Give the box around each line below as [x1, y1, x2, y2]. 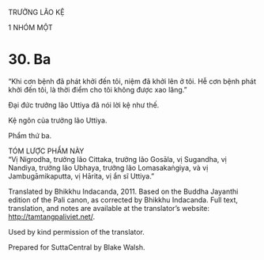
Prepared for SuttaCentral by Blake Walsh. [8, 242, 145, 252]
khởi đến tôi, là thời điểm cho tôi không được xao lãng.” [8, 85, 187, 94]
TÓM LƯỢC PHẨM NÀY [8, 146, 85, 156]
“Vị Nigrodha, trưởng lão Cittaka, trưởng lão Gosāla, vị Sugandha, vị [8, 154, 228, 164]
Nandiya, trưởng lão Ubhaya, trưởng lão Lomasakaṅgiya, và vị [8, 163, 209, 172]
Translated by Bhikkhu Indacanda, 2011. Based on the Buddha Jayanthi [8, 187, 239, 196]
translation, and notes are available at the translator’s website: [8, 203, 210, 213]
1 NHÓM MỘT [8, 23, 53, 32]
